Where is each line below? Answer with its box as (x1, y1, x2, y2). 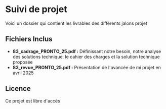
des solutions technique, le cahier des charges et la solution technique (12, 53, 160, 60)
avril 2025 (12, 70, 34, 76)
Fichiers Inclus (5, 35, 53, 43)
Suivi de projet (5, 4, 67, 15)
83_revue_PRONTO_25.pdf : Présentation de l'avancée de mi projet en (12, 64, 161, 70)
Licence (5, 84, 31, 93)
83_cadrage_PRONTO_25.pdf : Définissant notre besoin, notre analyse (12, 48, 161, 54)
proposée (12, 59, 33, 65)
